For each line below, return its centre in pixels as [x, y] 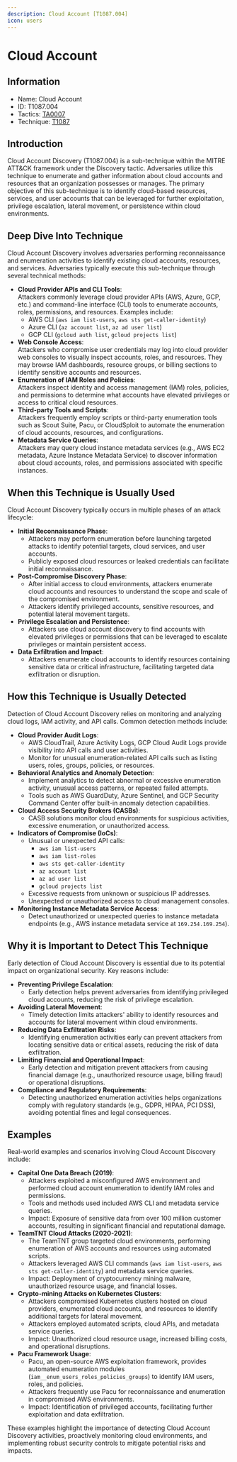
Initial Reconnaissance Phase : [63, 531]
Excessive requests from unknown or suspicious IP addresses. [119, 893]
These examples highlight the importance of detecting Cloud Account [109, 1428]
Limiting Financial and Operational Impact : [81, 1060]
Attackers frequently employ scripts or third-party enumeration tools [117, 418]
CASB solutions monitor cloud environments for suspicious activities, [128, 818]
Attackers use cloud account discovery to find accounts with [116, 629]
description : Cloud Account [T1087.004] [68, 14]
